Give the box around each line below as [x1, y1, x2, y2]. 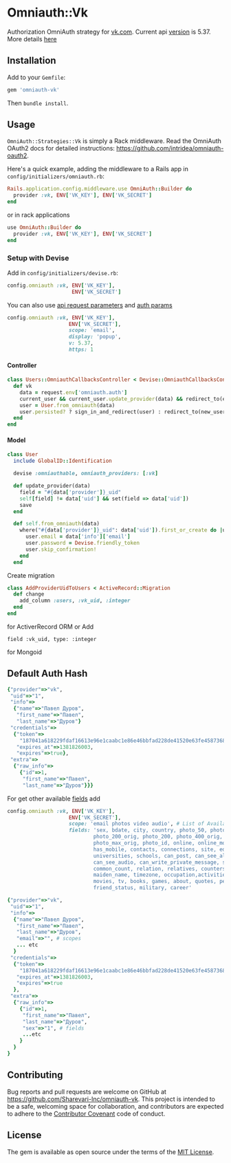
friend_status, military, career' [93, 884, 192, 891]
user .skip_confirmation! [25, 545, 97, 553]
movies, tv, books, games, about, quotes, [93, 878, 217, 885]
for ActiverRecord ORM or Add [7, 622, 94, 631]
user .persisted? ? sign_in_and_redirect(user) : [19, 408, 162, 415]
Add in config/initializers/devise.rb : [7, 268, 118, 276]
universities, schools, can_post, [93, 852, 192, 859]
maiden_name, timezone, [93, 871, 162, 878]
